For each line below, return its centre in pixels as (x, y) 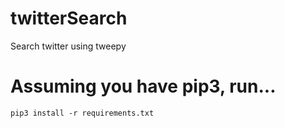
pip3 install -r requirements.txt (82, 113)
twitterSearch (69, 18)
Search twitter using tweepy (68, 46)
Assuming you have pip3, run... (143, 86)
